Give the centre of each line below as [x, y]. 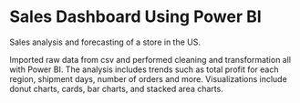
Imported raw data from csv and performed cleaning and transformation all [150, 59]
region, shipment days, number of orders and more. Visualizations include [148, 78]
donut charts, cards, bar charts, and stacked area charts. [116, 88]
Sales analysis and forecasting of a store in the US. [105, 42]
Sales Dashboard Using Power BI [135, 17]
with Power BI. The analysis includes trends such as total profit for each [144, 69]
